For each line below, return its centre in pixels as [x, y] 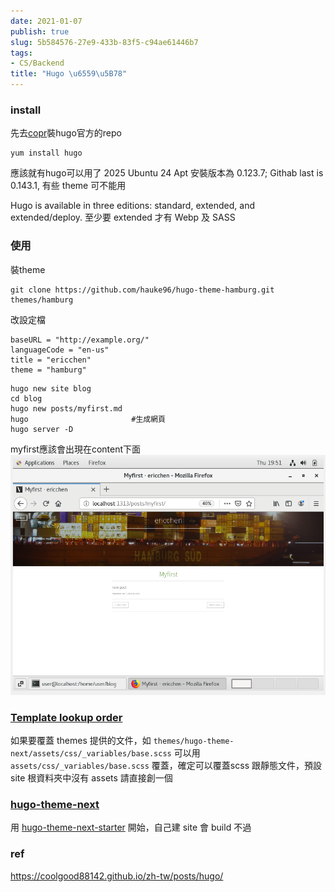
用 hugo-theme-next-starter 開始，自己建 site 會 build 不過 [131, 827]
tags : [21, 53]
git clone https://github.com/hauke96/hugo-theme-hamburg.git [142, 290]
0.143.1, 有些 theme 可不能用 [68, 186]
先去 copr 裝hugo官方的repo [66, 133]
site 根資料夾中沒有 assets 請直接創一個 [91, 777]
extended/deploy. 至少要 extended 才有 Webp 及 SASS [123, 217]
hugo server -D [42, 429]
